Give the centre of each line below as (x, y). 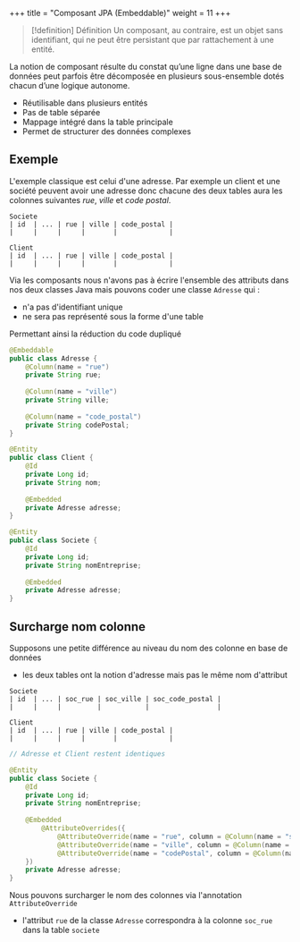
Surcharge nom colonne (77, 627)
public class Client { (51, 458)
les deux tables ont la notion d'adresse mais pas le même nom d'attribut (155, 675)
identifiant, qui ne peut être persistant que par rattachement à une (152, 40)
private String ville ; (67, 400)
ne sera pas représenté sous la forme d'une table (112, 316)
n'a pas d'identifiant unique (72, 307)
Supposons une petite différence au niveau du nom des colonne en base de (149, 648)
